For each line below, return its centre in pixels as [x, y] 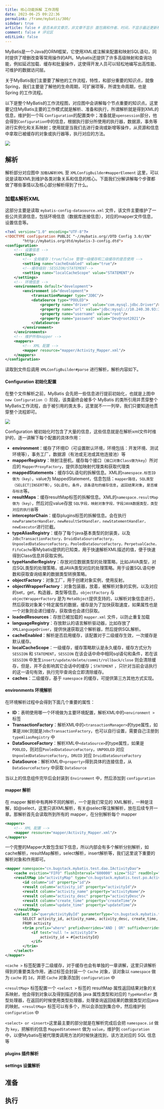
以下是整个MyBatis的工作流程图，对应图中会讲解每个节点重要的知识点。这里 [82, 103]
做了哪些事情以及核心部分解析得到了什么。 [48, 185]
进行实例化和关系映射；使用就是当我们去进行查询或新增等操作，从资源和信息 [82, 127]
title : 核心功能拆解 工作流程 [32, 10]
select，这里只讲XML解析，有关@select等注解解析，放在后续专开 [88, 808]
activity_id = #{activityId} [69, 937]
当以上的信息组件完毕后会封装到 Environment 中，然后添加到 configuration [80, 778]
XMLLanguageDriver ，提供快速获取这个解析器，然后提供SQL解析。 [78, 629]
